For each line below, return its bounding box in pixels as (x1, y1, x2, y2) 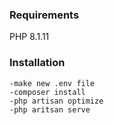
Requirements (9, 8, 80, 22)
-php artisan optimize (9, 96, 104, 106)
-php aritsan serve (9, 104, 91, 115)
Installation (9, 56, 66, 70)
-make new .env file (9, 78, 96, 88)
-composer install (9, 87, 86, 97)
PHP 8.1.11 (9, 31, 50, 43)
